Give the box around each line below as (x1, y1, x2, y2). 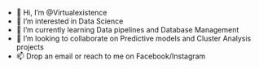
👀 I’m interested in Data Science (15, 16, 124, 26)
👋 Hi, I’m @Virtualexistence (15, 8, 108, 17)
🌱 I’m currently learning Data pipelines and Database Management (15, 25, 239, 34)
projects (15, 42, 45, 52)
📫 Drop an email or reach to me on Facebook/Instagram (15, 51, 206, 61)
